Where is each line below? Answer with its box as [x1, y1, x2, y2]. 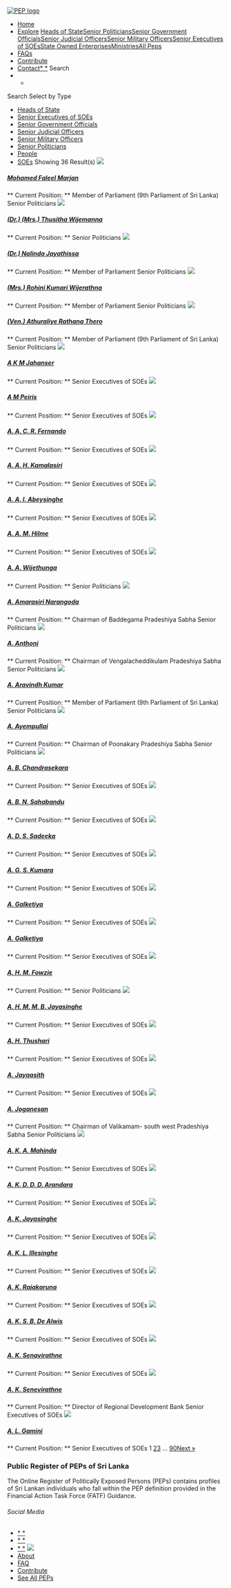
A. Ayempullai [7, 722, 48, 731]
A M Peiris [7, 393, 37, 401]
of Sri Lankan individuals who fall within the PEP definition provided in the [7, 1484, 216, 1493]
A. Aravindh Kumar [7, 681, 63, 689]
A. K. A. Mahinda [7, 1146, 57, 1155]
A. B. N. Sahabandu [7, 798, 65, 806]
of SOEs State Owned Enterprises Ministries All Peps [17, 42, 162, 50]
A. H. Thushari [7, 1036, 50, 1045]
